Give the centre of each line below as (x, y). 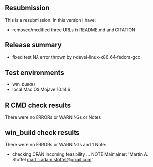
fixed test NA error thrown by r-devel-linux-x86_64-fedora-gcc (76, 57)
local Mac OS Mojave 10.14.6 (41, 90)
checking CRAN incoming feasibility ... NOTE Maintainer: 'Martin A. (80, 154)
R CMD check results (38, 105)
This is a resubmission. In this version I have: (51, 20)
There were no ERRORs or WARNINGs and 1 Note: (56, 145)
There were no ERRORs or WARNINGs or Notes (53, 117)
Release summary (33, 45)
